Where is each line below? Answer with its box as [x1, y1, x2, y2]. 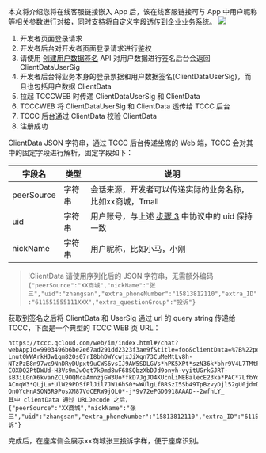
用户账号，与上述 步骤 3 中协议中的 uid [90, 211, 235, 222]
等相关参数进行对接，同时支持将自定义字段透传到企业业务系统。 [8, 17, 216, 26]
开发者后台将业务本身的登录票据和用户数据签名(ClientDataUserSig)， [19, 72, 245, 81]
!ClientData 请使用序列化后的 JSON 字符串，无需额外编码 [27, 272, 214, 280]
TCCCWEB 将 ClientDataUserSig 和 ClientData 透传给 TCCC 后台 [19, 101, 231, 111]
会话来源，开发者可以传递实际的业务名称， [90, 185, 249, 195]
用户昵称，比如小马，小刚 [90, 244, 186, 254]
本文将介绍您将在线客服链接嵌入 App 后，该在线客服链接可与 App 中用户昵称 [8, 7, 258, 16]
